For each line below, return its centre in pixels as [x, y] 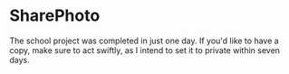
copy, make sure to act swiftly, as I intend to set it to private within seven [145, 50]
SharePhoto [55, 16]
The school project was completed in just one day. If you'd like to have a [144, 41]
